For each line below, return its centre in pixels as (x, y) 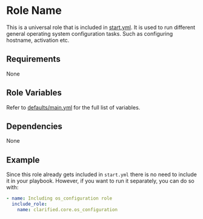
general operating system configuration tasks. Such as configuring (90, 33)
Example (23, 160)
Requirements (33, 59)
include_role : (29, 204)
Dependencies (34, 126)
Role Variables (34, 93)
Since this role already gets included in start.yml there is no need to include (101, 175)
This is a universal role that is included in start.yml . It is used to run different (101, 27)
